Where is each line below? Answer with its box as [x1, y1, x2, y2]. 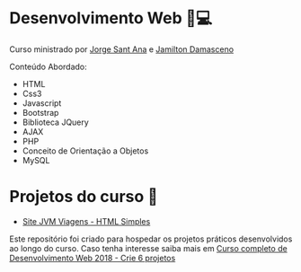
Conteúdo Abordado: [9, 61, 87, 72]
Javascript [22, 97, 62, 109]
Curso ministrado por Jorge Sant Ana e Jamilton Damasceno [9, 43, 235, 55]
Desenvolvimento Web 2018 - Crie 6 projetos [9, 252, 176, 263]
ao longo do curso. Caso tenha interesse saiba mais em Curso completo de [9, 242, 288, 253]
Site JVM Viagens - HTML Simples [22, 215, 151, 226]
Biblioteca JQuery [22, 117, 90, 127]
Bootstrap [22, 107, 59, 118]
